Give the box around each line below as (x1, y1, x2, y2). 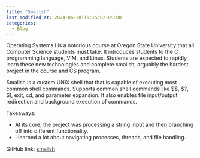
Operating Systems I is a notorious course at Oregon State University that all (6, 42, 195, 49)
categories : (6, 20, 36, 26)
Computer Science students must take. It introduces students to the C (6, 48, 178, 56)
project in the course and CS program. (6, 67, 101, 75)
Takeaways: (6, 110, 36, 117)
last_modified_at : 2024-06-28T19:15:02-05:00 (6, 14, 122, 20)
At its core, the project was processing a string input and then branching (14, 121, 193, 129)
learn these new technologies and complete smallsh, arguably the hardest (6, 61, 189, 68)
